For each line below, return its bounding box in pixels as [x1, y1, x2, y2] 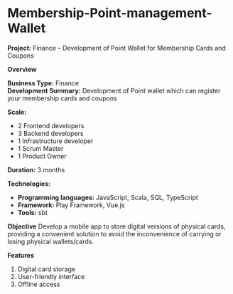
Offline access [17, 280, 60, 288]
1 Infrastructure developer [17, 137, 94, 145]
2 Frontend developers [17, 121, 85, 130]
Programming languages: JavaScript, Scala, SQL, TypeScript [17, 193, 199, 201]
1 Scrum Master [17, 144, 64, 152]
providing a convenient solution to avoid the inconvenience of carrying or [7, 229, 222, 238]
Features [7, 251, 34, 259]
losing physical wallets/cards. [7, 237, 94, 246]
